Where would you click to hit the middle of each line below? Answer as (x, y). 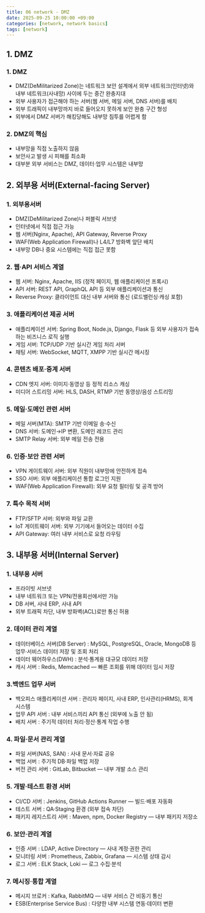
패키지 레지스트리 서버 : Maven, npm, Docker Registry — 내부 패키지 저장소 (106, 816)
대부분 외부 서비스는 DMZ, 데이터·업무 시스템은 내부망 (79, 164)
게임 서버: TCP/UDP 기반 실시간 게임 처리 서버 (70, 344)
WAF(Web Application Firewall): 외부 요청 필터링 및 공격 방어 (89, 486)
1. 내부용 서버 (25, 574)
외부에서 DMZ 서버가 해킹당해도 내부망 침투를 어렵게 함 (81, 116)
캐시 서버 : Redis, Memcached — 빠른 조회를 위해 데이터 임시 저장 (95, 666)
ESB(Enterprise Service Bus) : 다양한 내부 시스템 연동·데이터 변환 (94, 904)
